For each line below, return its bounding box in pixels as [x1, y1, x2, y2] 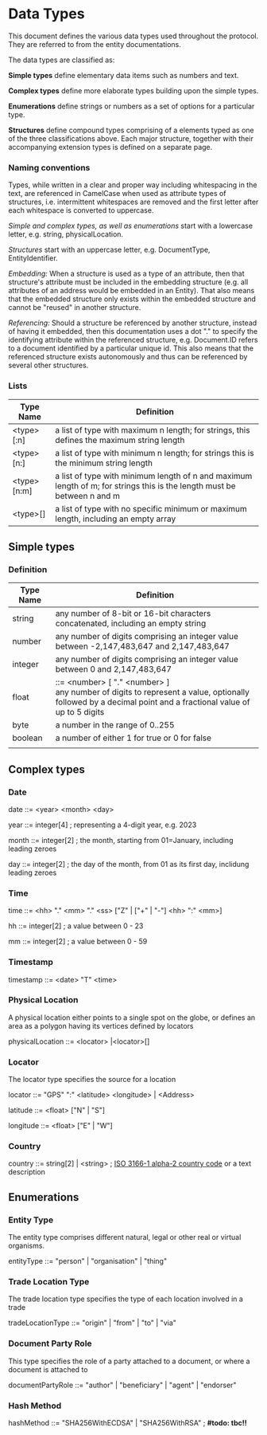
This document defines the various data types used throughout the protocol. [8, 31, 259, 41]
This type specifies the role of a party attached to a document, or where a [8, 1356, 250, 1366]
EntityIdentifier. [8, 253, 58, 263]
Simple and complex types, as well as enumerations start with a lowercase [8, 221, 253, 231]
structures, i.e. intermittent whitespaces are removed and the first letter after [8, 197, 259, 207]
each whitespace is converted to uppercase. [8, 206, 154, 215]
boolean [12, 732, 43, 743]
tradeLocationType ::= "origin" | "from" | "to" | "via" [8, 1318, 177, 1327]
